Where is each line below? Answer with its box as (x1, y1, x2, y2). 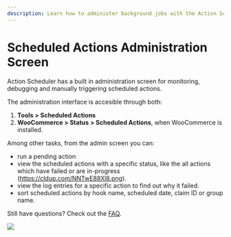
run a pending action (16, 152, 76, 160)
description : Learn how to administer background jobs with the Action (7, 10, 217, 17)
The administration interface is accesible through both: (7, 98, 163, 106)
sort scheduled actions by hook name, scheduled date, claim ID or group (16, 188, 223, 196)
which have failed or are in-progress (16, 166, 120, 175)
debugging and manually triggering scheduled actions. (7, 84, 162, 93)
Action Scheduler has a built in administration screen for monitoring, (7, 77, 201, 85)
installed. (16, 125, 43, 134)
